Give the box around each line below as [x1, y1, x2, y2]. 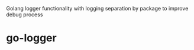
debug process [6, 11, 43, 18]
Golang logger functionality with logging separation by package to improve [6, 5, 189, 12]
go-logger [6, 31, 57, 45]
